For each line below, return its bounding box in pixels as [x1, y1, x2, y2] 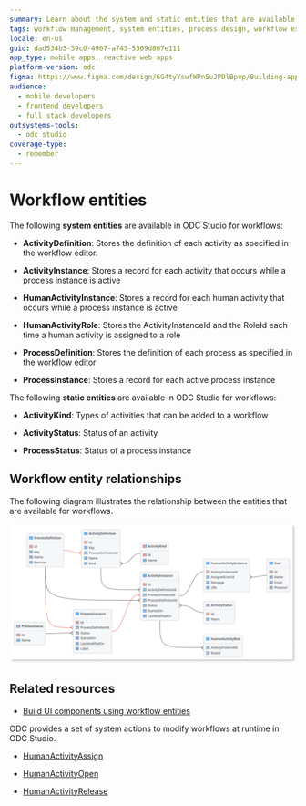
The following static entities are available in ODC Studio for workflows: [9, 392, 277, 403]
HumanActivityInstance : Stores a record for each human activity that [22, 292, 285, 303]
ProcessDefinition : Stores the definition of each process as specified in [22, 346, 293, 357]
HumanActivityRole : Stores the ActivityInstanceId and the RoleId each [22, 319, 289, 330]
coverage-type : [9, 139, 67, 150]
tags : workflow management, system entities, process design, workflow [9, 24, 287, 34]
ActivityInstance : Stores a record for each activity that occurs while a [22, 264, 287, 275]
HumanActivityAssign [22, 750, 104, 761]
